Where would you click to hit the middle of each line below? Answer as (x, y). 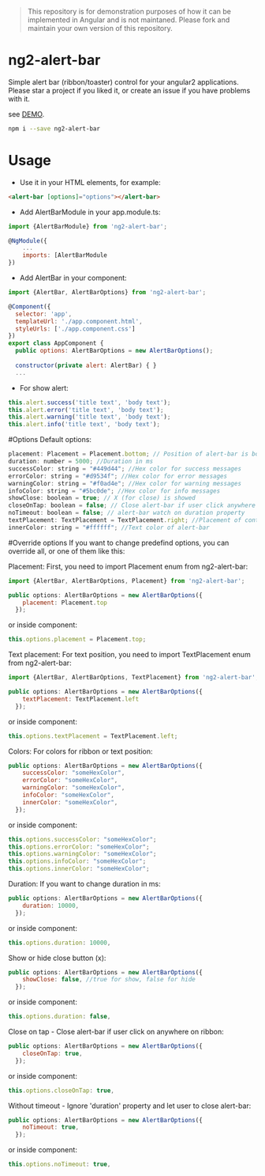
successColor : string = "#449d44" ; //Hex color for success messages (125, 469)
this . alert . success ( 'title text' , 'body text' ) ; (90, 403)
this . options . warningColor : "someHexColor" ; (82, 854)
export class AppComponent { (56, 343)
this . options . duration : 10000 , (60, 943)
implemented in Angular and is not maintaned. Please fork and (129, 20)
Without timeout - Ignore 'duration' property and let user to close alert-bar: (130, 1106)
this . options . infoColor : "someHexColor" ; (77, 861)
